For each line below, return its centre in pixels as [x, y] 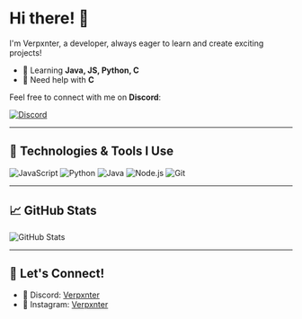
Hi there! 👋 [49, 18]
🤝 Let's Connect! [57, 273]
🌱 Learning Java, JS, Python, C [80, 70]
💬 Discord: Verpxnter [61, 295]
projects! [26, 52]
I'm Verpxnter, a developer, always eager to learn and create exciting [137, 43]
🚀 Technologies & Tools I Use [91, 151]
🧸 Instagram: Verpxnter [65, 305]
